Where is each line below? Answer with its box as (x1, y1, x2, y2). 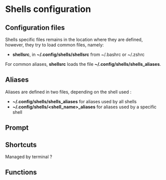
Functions (5, 168, 37, 177)
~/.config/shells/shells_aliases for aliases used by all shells (12, 98, 137, 104)
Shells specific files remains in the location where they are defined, (5, 36, 143, 42)
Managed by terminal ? (5, 154, 52, 160)
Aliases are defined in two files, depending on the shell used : (5, 89, 132, 95)
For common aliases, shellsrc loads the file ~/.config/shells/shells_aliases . (5, 61, 161, 67)
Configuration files (5, 23, 65, 32)
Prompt (5, 124, 29, 132)
